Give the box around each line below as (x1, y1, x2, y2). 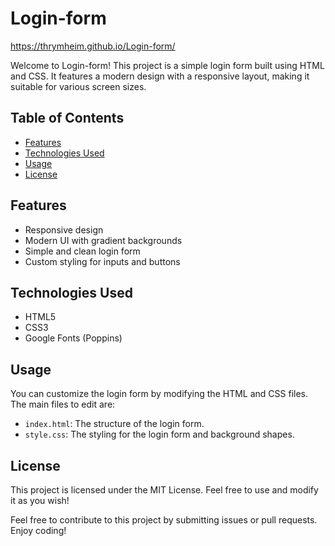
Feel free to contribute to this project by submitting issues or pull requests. (10, 514, 318, 526)
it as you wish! (10, 495, 70, 506)
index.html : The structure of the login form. (24, 418, 205, 430)
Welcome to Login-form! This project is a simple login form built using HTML (10, 59, 325, 71)
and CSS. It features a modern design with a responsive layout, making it (10, 70, 310, 82)
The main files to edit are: (10, 398, 116, 411)
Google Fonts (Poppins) (24, 332, 123, 344)
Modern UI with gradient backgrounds (24, 234, 183, 246)
